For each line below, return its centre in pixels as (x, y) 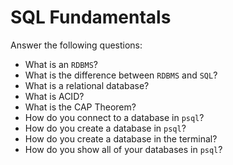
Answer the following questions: (76, 45)
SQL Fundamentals (91, 17)
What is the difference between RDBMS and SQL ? (121, 75)
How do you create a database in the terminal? (121, 138)
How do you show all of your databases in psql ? (123, 149)
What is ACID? (54, 96)
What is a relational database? (87, 85)
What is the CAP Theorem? (80, 107)
